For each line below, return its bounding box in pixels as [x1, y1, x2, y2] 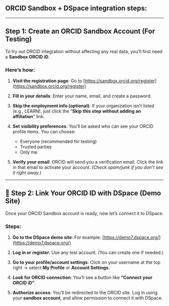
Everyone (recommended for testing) [20, 138, 97, 144]
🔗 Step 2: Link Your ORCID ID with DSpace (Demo [5, 189, 161, 197]
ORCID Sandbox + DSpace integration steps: [5, 4, 147, 13]
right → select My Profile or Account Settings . [12, 265, 110, 271]
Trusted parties [20, 143, 52, 149]
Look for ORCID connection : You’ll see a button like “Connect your [12, 275, 152, 281]
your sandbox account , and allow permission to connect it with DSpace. [12, 295, 163, 301]
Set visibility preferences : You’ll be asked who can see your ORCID [12, 123, 153, 129]
